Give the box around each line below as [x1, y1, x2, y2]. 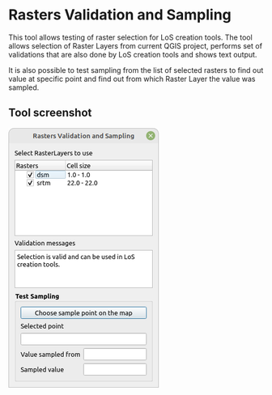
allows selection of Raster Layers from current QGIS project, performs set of [8, 40, 263, 50]
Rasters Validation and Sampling [8, 6, 232, 24]
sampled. [8, 83, 40, 92]
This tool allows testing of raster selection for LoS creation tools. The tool [8, 32, 253, 42]
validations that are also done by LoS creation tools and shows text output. [8, 49, 257, 59]
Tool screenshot [8, 106, 92, 120]
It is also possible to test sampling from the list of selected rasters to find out [8, 65, 264, 74]
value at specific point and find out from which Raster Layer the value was [8, 74, 256, 83]
